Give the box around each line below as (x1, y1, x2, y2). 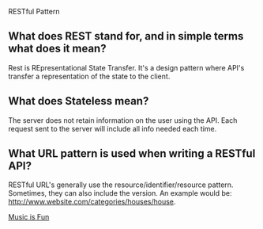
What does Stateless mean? (8, 94, 149, 108)
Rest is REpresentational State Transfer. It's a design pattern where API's (8, 63, 245, 72)
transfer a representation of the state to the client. (8, 71, 171, 81)
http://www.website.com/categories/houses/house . (8, 197, 176, 207)
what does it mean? (8, 42, 107, 55)
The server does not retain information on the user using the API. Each (8, 115, 238, 125)
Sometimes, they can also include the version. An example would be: (8, 189, 232, 198)
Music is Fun (8, 212, 50, 222)
